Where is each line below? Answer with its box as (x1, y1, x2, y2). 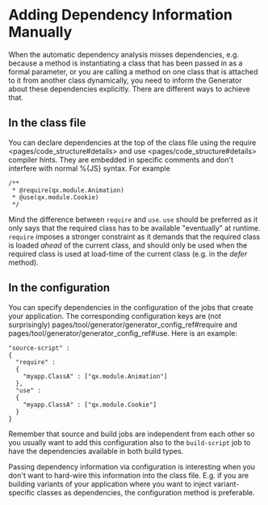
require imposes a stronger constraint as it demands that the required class (8, 231, 261, 241)
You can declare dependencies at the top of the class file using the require (8, 138, 257, 147)
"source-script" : (8, 344, 70, 352)
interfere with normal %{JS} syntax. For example (8, 163, 171, 173)
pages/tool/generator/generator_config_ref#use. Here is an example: (8, 328, 238, 337)
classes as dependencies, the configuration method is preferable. (36, 487, 256, 497)
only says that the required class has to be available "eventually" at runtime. (8, 223, 261, 232)
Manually (8, 23, 73, 41)
